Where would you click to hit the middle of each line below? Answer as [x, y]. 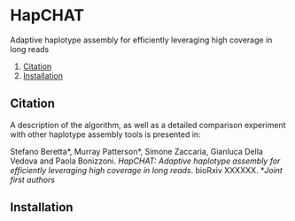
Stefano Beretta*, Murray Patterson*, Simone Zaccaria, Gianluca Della [137, 151]
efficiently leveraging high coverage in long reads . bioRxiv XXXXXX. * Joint [146, 170]
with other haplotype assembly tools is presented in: [106, 134]
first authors [33, 179]
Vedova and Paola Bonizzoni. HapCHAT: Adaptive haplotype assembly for [145, 161]
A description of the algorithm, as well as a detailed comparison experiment [148, 125]
